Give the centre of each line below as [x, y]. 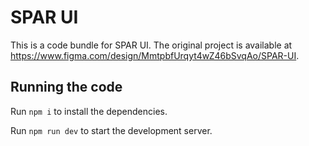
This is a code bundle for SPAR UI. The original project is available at [151, 45]
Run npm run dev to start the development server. [111, 130]
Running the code [66, 87]
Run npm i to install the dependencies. [89, 111]
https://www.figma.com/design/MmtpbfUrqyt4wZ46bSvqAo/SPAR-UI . [155, 55]
